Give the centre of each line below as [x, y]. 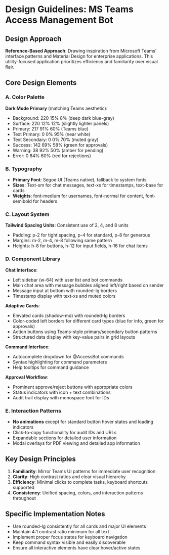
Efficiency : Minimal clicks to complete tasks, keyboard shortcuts [80, 482]
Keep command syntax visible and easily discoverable [69, 542]
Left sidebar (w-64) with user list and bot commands [68, 280]
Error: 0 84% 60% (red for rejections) [52, 156]
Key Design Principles [40, 459]
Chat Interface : [22, 270]
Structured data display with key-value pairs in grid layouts [74, 337]
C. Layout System [27, 214]
